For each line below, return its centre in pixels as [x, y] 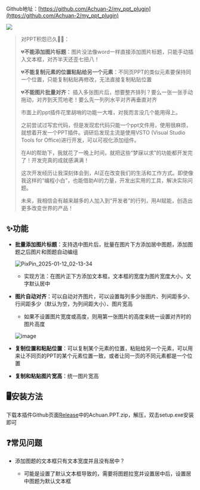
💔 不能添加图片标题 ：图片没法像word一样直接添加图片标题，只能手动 [104, 52]
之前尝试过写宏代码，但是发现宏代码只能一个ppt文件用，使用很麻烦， [106, 125]
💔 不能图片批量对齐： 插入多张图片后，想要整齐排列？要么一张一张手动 [107, 92]
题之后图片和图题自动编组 [46, 252]
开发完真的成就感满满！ [60, 160]
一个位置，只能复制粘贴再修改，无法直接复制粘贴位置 [86, 79]
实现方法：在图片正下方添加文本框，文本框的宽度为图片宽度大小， [105, 276]
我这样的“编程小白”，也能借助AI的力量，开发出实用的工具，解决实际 [104, 180]
